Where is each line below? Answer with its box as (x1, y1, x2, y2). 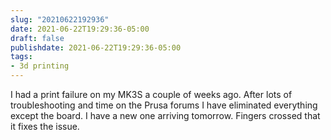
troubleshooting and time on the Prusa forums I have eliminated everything (10, 99, 318, 111)
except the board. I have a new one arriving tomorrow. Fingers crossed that (10, 110, 321, 121)
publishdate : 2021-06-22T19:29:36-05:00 (10, 42, 182, 53)
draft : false (10, 33, 65, 43)
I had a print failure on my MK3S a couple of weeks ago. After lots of (10, 89, 293, 100)
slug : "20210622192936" (10, 14, 110, 25)
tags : (10, 52, 33, 62)
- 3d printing (10, 61, 70, 71)
